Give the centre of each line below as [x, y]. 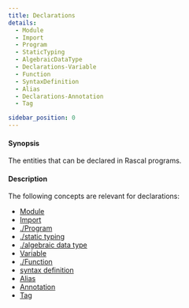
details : [22, 23]
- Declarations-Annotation [59, 96]
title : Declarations [42, 15]
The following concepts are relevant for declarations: [94, 196]
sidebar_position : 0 [42, 118]
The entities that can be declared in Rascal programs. [95, 161]
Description [28, 178]
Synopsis [24, 143]
